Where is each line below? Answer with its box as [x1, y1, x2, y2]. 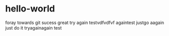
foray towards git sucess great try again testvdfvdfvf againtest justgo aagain [5, 19, 164, 25]
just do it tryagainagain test [5, 24, 62, 30]
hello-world [5, 3, 55, 14]
